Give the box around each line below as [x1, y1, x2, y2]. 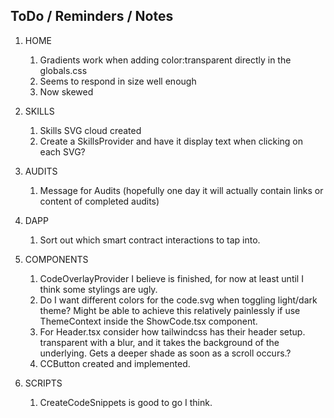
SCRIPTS [24, 377, 63, 389]
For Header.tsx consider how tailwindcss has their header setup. [39, 325, 306, 338]
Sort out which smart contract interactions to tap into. [39, 234, 261, 246]
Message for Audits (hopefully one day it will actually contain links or [39, 184, 324, 196]
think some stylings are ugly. [39, 283, 158, 295]
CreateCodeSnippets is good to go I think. [39, 396, 213, 408]
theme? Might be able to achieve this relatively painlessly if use [39, 304, 301, 316]
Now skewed [39, 85, 94, 98]
